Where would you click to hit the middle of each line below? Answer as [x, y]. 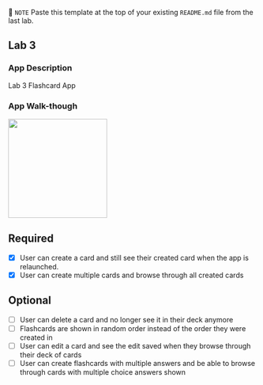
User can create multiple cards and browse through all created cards [131, 275]
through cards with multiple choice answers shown [103, 372]
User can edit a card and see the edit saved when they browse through [135, 345]
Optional [30, 301]
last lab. [21, 21]
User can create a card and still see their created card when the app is [134, 257]
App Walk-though [43, 105]
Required [31, 239]
